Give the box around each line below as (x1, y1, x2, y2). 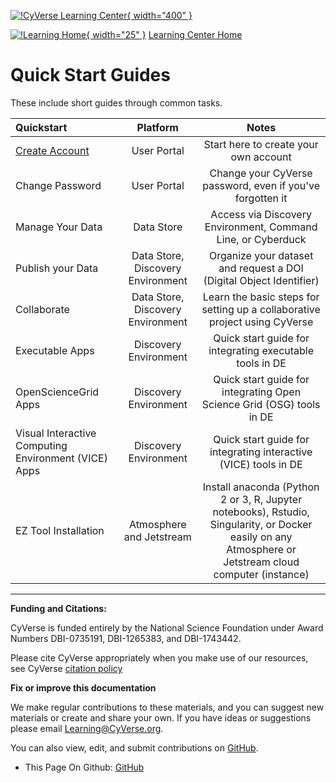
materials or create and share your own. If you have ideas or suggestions (10, 711, 312, 724)
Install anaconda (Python (202, 480, 320, 494)
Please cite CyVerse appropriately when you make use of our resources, (10, 651, 309, 664)
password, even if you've (202, 178, 321, 192)
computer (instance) (213, 567, 310, 581)
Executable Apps (15, 343, 95, 357)
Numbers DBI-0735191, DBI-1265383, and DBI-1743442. (10, 632, 242, 644)
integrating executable (208, 343, 315, 357)
